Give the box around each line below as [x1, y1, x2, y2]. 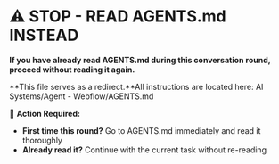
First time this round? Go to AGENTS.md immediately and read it [21, 125, 261, 135]
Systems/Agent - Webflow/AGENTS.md [9, 91, 154, 102]
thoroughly [21, 135, 62, 145]
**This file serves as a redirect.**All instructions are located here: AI [9, 81, 264, 92]
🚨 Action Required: [9, 108, 80, 119]
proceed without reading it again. [9, 64, 135, 75]
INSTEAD [9, 25, 79, 45]
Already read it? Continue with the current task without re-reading [21, 144, 267, 155]
